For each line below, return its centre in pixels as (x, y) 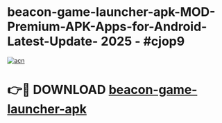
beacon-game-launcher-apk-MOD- (111, 12)
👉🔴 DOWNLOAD (57, 90)
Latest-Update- (53, 41)
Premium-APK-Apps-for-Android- (107, 27)
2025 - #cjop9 (143, 41)
